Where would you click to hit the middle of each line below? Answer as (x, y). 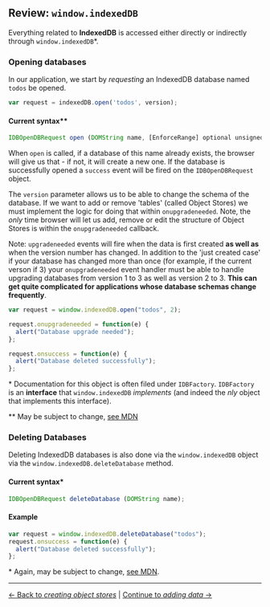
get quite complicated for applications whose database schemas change (133, 287)
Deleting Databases (47, 438)
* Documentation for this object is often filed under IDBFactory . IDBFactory (131, 384)
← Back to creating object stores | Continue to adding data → (110, 595)
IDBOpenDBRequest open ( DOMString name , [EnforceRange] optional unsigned (136, 138)
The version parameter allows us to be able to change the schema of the (129, 194)
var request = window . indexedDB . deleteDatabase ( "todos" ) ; (107, 534)
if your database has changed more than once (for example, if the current (130, 261)
